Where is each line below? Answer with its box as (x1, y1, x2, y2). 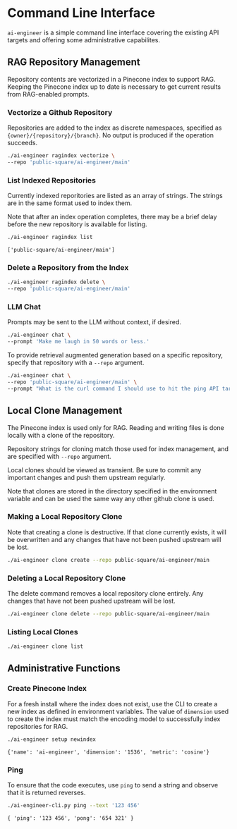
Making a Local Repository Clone (7, 512, 123, 522)
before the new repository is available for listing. (7, 220, 147, 228)
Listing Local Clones (7, 627, 79, 637)
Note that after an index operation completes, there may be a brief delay (7, 213, 217, 221)
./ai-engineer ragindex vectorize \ (7, 152, 115, 159)
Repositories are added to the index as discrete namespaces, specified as (7, 123, 222, 132)
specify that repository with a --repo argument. (7, 358, 145, 367)
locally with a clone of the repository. (7, 431, 115, 439)
